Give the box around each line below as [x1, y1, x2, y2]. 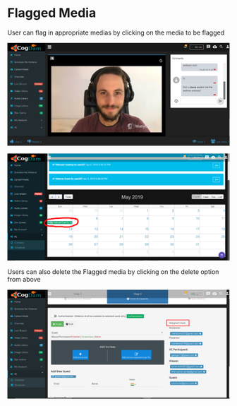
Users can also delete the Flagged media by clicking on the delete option [7, 268, 219, 276]
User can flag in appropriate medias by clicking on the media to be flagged [7, 28, 225, 37]
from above [7, 275, 41, 284]
